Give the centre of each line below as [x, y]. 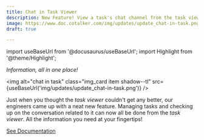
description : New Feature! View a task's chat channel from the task [96, 18]
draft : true [21, 29]
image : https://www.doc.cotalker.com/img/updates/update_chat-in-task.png [103, 23]
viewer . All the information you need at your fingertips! [74, 119]
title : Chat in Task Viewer [42, 12]
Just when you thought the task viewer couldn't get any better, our [90, 100]
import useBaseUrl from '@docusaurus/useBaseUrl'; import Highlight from [99, 52]
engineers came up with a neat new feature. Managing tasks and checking [100, 107]
